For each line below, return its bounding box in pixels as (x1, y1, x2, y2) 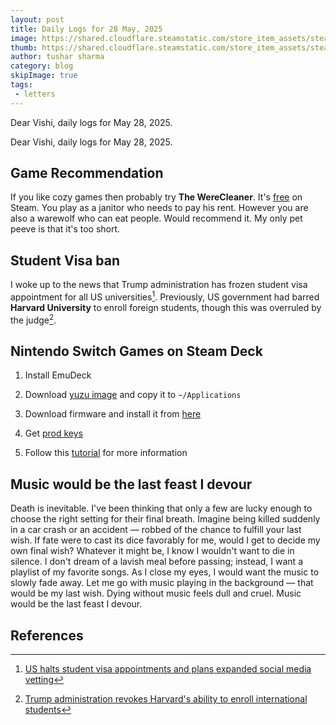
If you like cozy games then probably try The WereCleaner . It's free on (10, 191, 303, 203)
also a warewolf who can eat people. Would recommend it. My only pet (10, 212, 303, 225)
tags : (10, 80, 33, 90)
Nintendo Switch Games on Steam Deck (10, 342, 263, 360)
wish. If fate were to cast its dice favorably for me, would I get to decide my (10, 534, 321, 546)
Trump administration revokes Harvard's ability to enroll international (24, 693, 308, 705)
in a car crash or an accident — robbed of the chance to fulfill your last (10, 524, 302, 536)
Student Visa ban (10, 252, 121, 269)
